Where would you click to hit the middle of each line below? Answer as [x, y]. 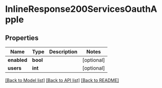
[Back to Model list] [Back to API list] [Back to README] [62, 80]
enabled [17, 60]
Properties [22, 38]
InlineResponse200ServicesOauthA [81, 9]
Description [63, 52]
